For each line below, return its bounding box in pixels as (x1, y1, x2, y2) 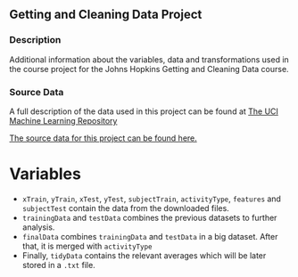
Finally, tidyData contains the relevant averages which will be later (21, 249, 267, 261)
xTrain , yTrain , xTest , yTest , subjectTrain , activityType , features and (21, 193, 281, 204)
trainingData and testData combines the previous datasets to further (21, 212, 277, 223)
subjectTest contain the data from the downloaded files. (21, 202, 229, 213)
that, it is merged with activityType (21, 240, 153, 251)
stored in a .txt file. (21, 259, 95, 270)
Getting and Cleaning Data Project (9, 7, 203, 22)
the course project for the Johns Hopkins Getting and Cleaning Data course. (9, 63, 289, 74)
